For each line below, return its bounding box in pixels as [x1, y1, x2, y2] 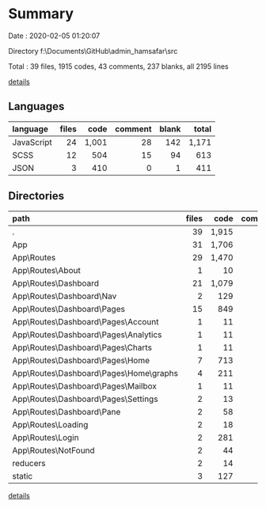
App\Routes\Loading [12, 419, 89, 430]
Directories [8, 189, 65, 203]
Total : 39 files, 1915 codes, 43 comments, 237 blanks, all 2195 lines [8, 61, 230, 71]
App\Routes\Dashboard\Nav [12, 290, 117, 301]
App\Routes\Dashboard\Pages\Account [12, 316, 160, 327]
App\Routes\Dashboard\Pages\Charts [12, 342, 153, 353]
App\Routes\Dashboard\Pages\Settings [12, 393, 158, 404]
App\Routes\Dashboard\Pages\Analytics [12, 329, 162, 340]
